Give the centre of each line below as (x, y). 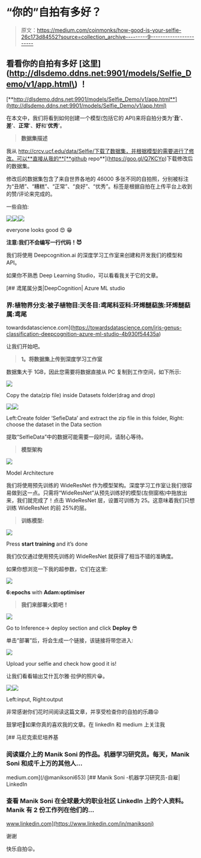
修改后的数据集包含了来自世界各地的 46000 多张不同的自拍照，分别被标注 (97, 178)
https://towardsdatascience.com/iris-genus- (127, 327)
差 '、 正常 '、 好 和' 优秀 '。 (36, 125)
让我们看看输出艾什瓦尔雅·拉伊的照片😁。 (57, 676)
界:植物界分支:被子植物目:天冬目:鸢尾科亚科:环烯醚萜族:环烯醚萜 (98, 305)
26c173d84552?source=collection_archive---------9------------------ (107, 37)
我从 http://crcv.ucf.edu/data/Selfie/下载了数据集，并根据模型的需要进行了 (97, 151)
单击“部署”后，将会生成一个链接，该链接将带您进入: (70, 640)
